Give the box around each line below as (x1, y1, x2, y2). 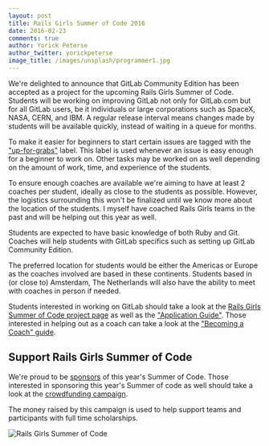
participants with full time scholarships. (8, 413, 138, 423)
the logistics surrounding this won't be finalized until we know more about (8, 194, 253, 205)
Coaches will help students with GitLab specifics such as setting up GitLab (8, 236, 255, 246)
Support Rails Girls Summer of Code (8, 350, 193, 364)
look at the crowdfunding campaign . (8, 389, 128, 399)
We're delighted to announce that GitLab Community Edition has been (8, 78, 239, 88)
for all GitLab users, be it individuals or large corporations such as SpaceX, (8, 104, 255, 113)
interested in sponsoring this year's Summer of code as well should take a (8, 380, 253, 390)
